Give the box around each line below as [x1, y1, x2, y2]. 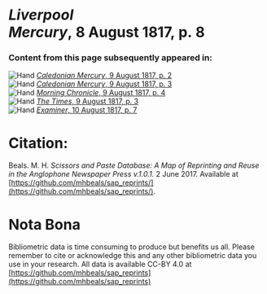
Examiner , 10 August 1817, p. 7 [36, 105, 138, 115]
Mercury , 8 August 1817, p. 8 [8, 23, 205, 42]
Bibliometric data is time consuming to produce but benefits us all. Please [8, 242, 255, 252]
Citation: [8, 134, 68, 152]
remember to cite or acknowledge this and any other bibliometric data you [8, 251, 257, 261]
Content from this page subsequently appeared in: [8, 52, 213, 64]
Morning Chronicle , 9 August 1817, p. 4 [36, 88, 166, 98]
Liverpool [8, 6, 74, 24]
